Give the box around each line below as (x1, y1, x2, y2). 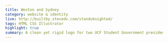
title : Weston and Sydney (5, 7, 59, 12)
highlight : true (5, 26, 39, 31)
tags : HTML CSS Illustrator (5, 21, 64, 26)
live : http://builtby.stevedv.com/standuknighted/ (5, 16, 113, 21)
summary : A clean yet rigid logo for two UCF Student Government (5, 30, 144, 35)
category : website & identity (5, 12, 68, 17)
